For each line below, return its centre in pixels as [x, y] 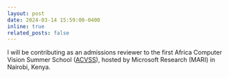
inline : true [26, 26]
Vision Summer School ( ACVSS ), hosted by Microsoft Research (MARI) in [111, 60]
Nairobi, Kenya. [29, 67]
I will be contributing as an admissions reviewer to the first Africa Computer [115, 52]
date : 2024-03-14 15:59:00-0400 [54, 20]
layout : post [26, 13]
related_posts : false [38, 33]
